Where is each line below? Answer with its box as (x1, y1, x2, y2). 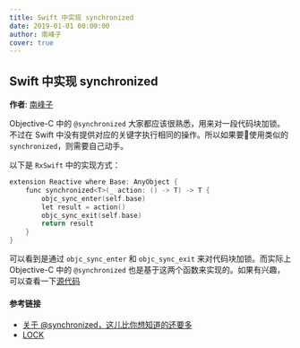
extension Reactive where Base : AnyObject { (9, 178, 178, 187)
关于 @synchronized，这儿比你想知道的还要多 (21, 319, 193, 330)
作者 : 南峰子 (9, 100, 54, 110)
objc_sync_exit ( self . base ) (41, 211, 142, 220)
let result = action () (41, 203, 126, 212)
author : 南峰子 (9, 30, 62, 39)
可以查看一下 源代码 (9, 275, 81, 287)
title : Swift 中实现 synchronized (9, 13, 134, 22)
